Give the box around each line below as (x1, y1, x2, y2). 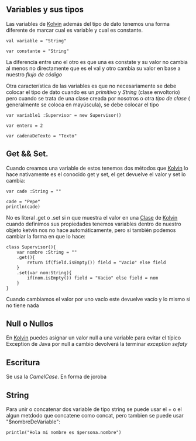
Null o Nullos (6, 319, 54, 329)
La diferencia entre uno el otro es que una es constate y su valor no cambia (6, 58, 188, 65)
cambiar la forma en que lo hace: (6, 233, 86, 240)
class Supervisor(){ (6, 244, 57, 250)
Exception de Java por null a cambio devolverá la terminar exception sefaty (6, 341, 188, 348)
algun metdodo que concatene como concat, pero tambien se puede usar (6, 412, 184, 419)
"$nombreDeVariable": (6, 418, 60, 425)
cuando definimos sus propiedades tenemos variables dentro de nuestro (6, 220, 181, 227)
